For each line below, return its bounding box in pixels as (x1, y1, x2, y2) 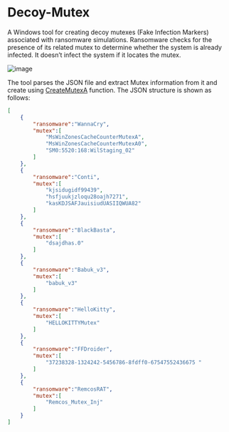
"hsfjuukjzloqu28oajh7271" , (45, 193, 129, 200)
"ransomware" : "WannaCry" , (33, 120, 110, 128)
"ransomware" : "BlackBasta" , (33, 226, 116, 234)
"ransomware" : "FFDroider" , (33, 346, 113, 353)
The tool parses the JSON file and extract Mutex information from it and (7, 78, 218, 86)
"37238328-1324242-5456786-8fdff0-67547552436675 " (45, 359, 202, 366)
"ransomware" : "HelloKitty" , (33, 306, 116, 314)
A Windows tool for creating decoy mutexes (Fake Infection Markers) (7, 28, 209, 36)
